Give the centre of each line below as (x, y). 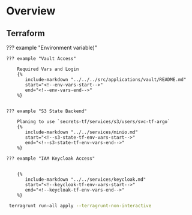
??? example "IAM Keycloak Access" (51, 159)
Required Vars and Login (48, 69)
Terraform (25, 33)
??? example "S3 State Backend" (46, 111)
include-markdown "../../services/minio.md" (81, 132)
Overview (31, 11)
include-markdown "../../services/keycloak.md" (85, 180)
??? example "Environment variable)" (52, 47)
